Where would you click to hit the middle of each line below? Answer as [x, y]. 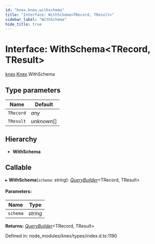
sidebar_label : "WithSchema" [36, 19]
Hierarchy [21, 140]
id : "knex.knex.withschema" [35, 10]
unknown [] [44, 121]
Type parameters [33, 90]
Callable [18, 167]
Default [44, 104]
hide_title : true [24, 24]
